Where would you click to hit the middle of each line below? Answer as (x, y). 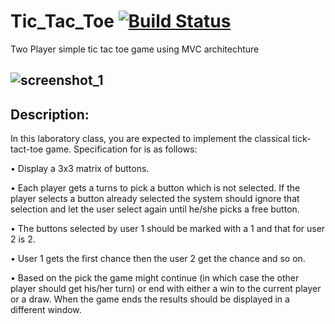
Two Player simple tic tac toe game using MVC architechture (135, 49)
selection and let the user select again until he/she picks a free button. (155, 209)
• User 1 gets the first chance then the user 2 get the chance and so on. (158, 259)
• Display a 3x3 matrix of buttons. (80, 169)
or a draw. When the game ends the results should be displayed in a (150, 299)
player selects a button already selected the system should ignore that (155, 199)
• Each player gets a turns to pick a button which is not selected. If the (155, 188)
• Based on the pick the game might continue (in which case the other (155, 278)
